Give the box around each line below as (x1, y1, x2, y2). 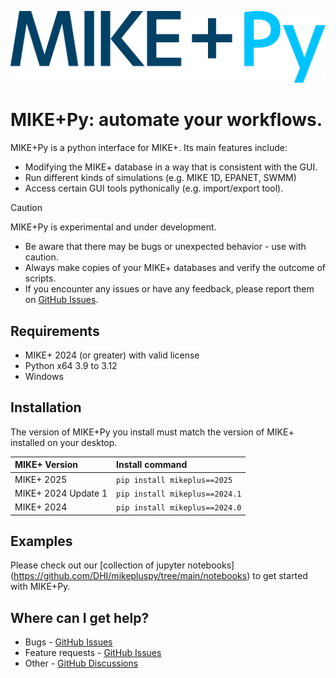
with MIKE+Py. (10, 581, 71, 593)
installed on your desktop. (10, 436, 118, 448)
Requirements (10, 322, 100, 340)
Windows (24, 371, 64, 383)
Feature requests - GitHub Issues (24, 647, 162, 659)
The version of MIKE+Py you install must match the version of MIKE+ (10, 426, 295, 438)
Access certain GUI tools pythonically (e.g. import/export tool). (24, 182, 284, 195)
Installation (10, 399, 82, 416)
